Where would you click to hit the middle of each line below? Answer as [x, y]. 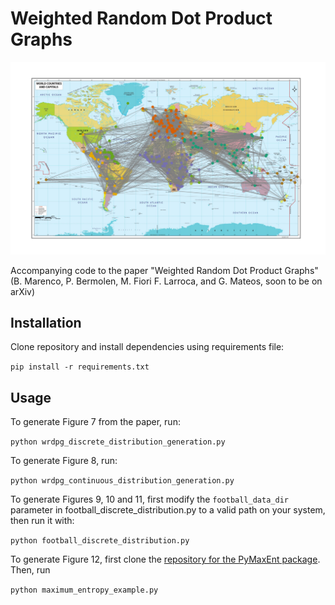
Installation [46, 322]
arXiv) [23, 291]
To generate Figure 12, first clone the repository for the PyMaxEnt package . [165, 559]
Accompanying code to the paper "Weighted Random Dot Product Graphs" [164, 270]
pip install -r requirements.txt [80, 367]
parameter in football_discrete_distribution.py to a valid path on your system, [168, 510]
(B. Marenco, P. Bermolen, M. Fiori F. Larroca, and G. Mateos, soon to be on [166, 281]
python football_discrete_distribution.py [100, 541]
